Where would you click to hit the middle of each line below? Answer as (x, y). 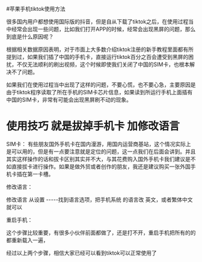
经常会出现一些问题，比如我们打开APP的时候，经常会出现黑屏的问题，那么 (103, 29)
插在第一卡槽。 (35, 174)
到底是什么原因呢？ (30, 37)
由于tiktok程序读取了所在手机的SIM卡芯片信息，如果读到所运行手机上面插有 (99, 92)
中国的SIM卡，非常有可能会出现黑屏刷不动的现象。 (69, 100)
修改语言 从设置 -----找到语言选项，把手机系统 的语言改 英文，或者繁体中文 (99, 200)
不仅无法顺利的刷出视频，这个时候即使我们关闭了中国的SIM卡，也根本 (103, 64)
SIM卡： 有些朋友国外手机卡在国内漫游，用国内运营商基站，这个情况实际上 (99, 144)
